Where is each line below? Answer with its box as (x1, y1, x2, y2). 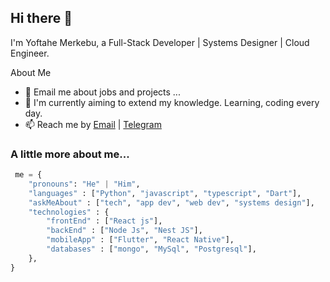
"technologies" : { (28, 207, 110, 217)
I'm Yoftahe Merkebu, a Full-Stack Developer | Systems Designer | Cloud (10, 36, 310, 48)
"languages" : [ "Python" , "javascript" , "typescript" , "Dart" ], (28, 188, 302, 198)
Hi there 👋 (10, 10, 73, 27)
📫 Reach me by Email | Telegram (24, 118, 162, 130)
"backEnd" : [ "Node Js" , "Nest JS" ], (46, 226, 203, 236)
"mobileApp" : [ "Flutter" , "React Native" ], (46, 235, 235, 245)
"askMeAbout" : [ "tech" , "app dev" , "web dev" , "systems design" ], (28, 197, 315, 208)
